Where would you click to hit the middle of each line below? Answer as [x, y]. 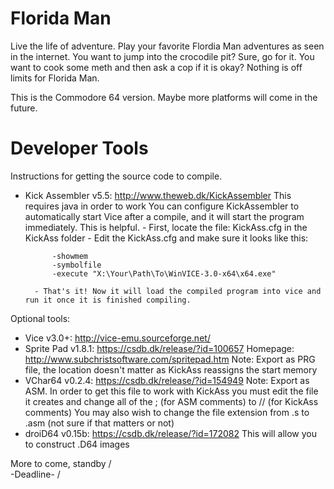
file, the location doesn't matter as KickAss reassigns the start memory [171, 369]
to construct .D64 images [77, 444]
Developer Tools [79, 148]
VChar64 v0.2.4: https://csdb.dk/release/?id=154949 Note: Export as [167, 380]
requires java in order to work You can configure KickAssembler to [162, 206]
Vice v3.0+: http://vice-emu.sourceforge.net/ [117, 338]
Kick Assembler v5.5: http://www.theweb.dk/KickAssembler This [158, 195]
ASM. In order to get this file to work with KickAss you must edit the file [171, 391]
